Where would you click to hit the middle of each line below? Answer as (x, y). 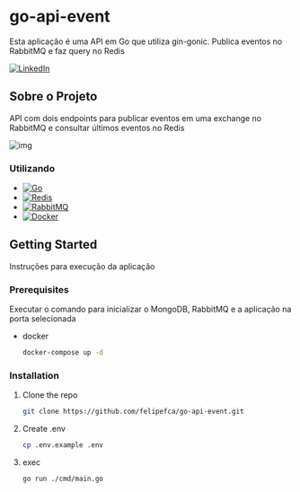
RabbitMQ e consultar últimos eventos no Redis (97, 127)
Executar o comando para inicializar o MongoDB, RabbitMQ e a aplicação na (150, 309)
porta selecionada (43, 319)
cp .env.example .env (62, 445)
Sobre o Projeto (53, 97)
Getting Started (53, 245)
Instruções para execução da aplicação (82, 266)
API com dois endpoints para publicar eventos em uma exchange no (136, 118)
